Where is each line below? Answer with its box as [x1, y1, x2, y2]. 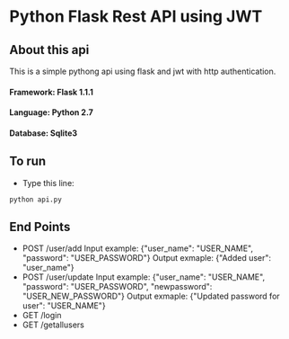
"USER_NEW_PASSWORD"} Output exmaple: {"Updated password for [22, 290, 280, 302]
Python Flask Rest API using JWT [9, 6, 263, 27]
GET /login [22, 310, 62, 321]
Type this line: [22, 177, 74, 188]
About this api [9, 42, 90, 58]
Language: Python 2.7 [9, 107, 94, 118]
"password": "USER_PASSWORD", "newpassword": [22, 281, 213, 292]
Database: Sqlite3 [9, 128, 78, 138]
